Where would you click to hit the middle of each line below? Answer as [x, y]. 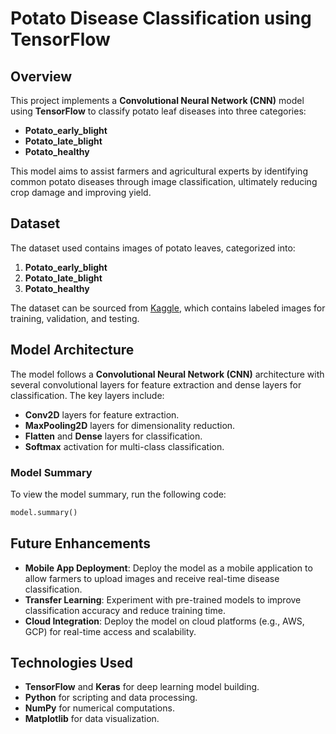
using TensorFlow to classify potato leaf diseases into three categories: [158, 111]
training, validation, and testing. [75, 318]
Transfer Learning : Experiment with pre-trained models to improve [163, 599]
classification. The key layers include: [87, 395]
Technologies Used [71, 663]
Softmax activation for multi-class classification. [124, 446]
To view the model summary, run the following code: [118, 494]
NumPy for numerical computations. [99, 708]
